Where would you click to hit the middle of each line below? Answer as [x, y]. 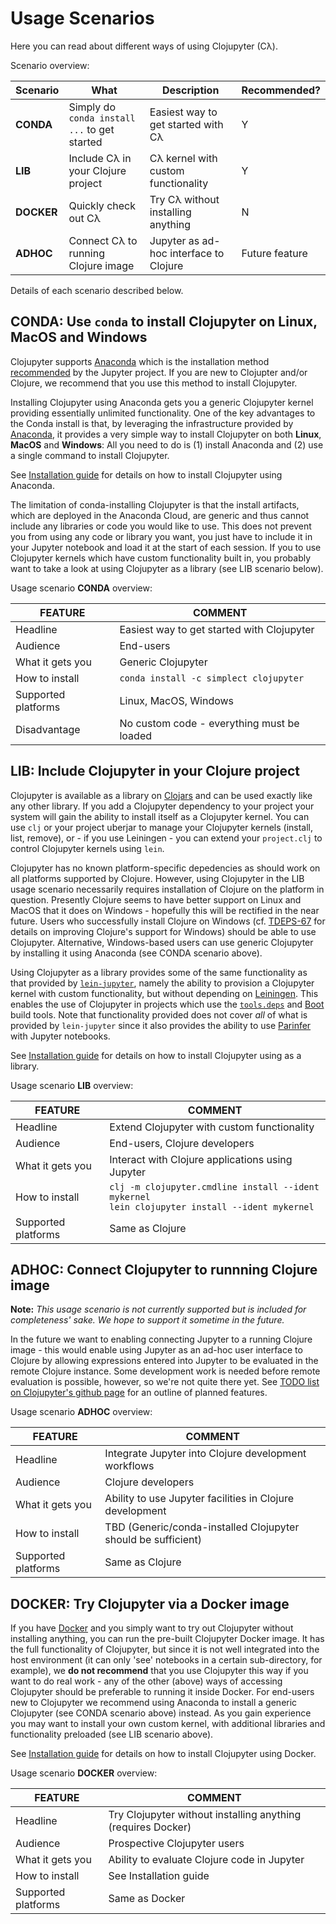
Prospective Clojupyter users [176, 1844]
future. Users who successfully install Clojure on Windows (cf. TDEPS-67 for [168, 921]
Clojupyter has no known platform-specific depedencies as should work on [165, 868]
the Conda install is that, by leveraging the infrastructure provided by [152, 423]
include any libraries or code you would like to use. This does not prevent [161, 526]
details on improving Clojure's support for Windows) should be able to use [163, 931]
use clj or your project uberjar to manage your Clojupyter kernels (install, [162, 827]
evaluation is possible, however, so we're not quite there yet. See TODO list [165, 1382]
